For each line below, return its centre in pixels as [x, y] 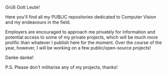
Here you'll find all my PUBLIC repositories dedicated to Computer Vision [81, 17]
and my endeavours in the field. [38, 22]
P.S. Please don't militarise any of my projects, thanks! [62, 67]
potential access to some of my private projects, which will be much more [82, 37]
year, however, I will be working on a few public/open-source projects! [78, 48]
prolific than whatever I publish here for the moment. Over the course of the [84, 42]
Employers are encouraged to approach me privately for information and [80, 32]
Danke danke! [19, 57]
